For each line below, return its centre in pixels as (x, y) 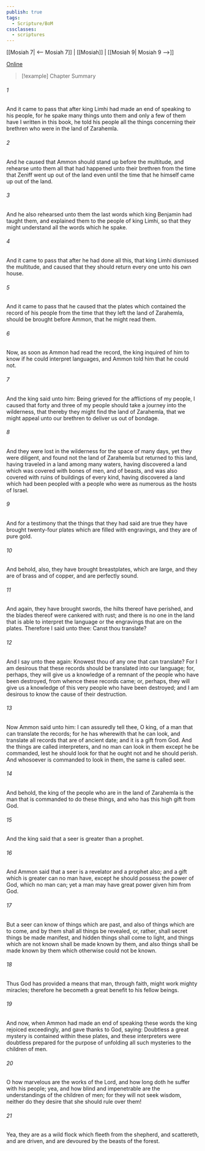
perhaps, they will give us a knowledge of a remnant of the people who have (102, 675)
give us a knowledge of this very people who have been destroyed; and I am (102, 687)
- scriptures (28, 35)
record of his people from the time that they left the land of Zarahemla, (95, 313)
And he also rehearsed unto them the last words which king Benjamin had (99, 214)
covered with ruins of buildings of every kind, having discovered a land (96, 477)
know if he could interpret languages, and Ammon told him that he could (97, 359)
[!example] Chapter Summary (58, 76)
